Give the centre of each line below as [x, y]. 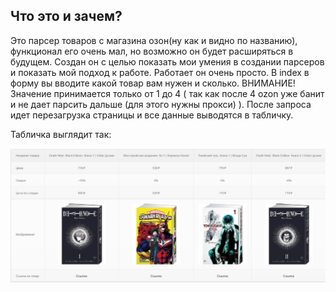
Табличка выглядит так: [61, 134]
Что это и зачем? [66, 16]
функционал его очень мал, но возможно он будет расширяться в [152, 51]
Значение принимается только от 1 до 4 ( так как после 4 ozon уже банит [167, 93]
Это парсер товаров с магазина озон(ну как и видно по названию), [154, 40]
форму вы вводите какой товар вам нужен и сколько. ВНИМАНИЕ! [153, 83]
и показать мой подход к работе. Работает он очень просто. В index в [160, 72]
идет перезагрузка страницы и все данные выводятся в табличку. [152, 115]
